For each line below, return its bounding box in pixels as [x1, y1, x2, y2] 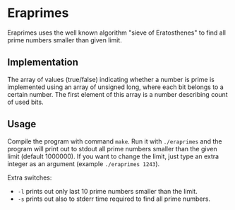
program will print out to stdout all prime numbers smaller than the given [7, 144, 217, 153]
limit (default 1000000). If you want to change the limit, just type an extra [7, 152, 219, 161]
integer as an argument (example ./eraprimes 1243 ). [7, 159, 160, 168]
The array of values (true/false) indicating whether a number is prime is [7, 75, 215, 83]
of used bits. [7, 98, 44, 106]
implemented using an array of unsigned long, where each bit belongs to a [7, 83, 224, 91]
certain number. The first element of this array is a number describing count [7, 90, 228, 98]
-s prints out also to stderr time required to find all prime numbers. [17, 194, 210, 203]
